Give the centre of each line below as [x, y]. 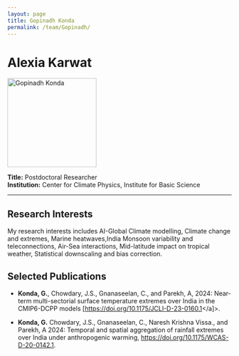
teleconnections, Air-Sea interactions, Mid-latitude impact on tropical [108, 246]
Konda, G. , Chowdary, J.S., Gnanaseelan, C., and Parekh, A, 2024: [115, 293]
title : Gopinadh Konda [41, 21]
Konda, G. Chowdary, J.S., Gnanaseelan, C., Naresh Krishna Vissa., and [123, 322]
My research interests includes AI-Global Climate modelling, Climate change [119, 231]
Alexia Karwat [50, 62]
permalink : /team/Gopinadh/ [49, 27]
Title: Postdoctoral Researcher [52, 177]
